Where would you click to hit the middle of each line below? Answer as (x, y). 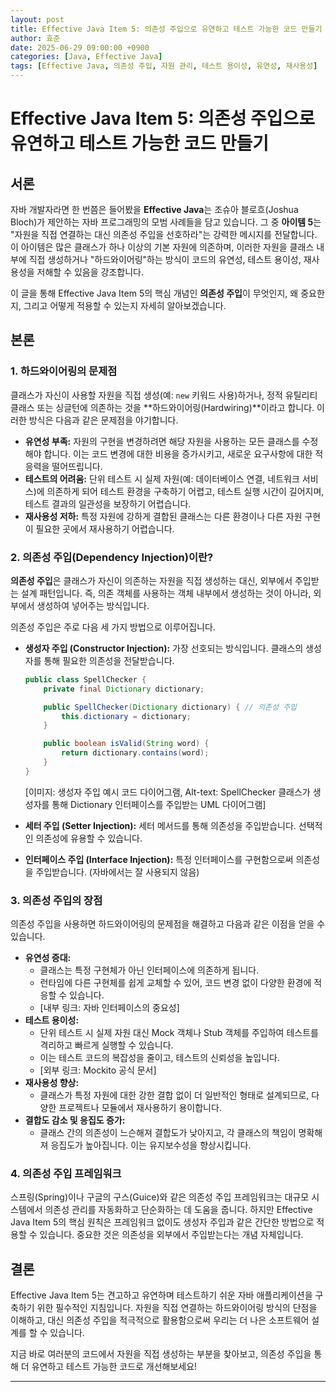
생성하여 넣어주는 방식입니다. (93, 605)
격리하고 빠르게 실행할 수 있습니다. (106, 1045)
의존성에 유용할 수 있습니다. (89, 838)
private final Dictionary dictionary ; (124, 689)
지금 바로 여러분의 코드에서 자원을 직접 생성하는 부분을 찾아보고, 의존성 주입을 (161, 1354)
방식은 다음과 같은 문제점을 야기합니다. (103, 420)
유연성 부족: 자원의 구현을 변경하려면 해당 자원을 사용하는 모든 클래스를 (162, 441)
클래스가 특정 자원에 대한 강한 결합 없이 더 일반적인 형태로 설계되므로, (174, 1095)
